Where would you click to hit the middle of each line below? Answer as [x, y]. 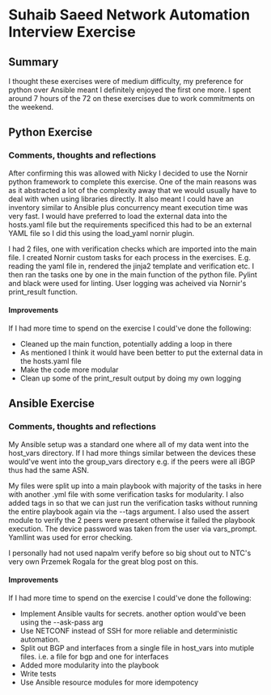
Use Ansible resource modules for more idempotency [109, 682]
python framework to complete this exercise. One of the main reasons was [133, 181]
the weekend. [31, 107]
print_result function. [43, 292]
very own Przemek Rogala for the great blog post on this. [104, 561]
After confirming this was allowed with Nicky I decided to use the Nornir [128, 173]
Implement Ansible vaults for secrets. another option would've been [133, 613]
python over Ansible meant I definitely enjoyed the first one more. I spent [130, 90]
